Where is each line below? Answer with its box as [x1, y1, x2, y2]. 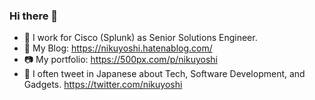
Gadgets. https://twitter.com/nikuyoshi [23, 79, 183, 91]
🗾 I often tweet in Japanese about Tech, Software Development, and [23, 68, 306, 80]
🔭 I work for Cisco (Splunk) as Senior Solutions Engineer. [23, 32, 258, 44]
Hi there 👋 [9, 9, 59, 23]
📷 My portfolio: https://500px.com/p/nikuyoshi [23, 54, 218, 66]
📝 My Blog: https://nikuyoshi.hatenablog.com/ [23, 42, 213, 54]
